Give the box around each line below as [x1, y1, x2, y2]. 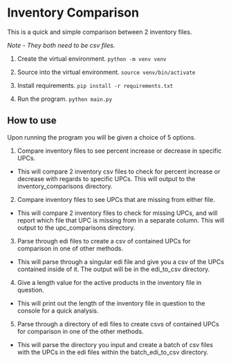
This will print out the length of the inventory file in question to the [17, 299, 205, 307]
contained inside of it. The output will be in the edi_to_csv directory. [17, 265, 210, 273]
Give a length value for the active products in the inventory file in [17, 278, 202, 286]
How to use [7, 115, 57, 127]
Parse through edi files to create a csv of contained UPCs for [17, 236, 192, 245]
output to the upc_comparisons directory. [17, 223, 136, 232]
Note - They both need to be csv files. [7, 41, 115, 49]
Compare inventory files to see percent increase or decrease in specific [17, 147, 222, 155]
